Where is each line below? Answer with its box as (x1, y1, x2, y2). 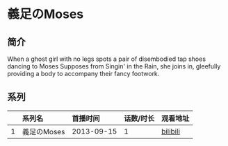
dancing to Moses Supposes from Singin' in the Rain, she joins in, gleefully (7, 62, 221, 70)
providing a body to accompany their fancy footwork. (7, 70, 160, 77)
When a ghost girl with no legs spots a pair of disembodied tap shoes (7, 55, 206, 63)
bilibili (161, 126, 181, 136)
